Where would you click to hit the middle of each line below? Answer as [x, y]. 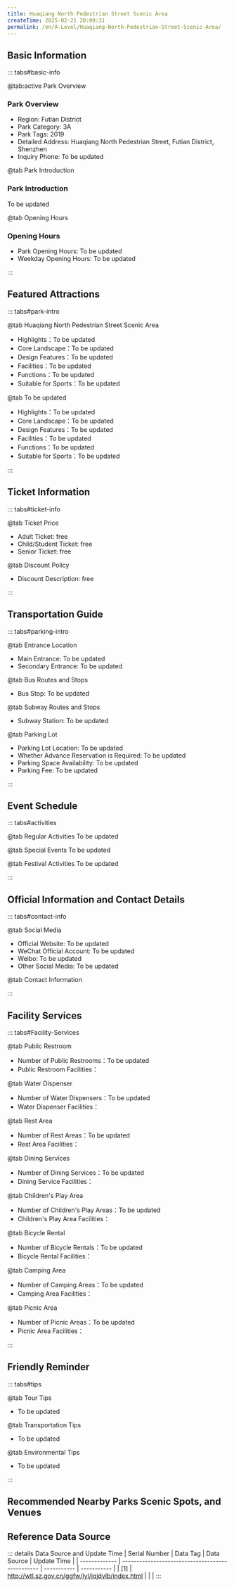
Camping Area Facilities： [55, 1293]
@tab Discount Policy [38, 565]
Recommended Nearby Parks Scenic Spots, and [114, 1502]
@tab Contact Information [45, 980]
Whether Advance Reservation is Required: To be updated [102, 755]
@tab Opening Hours [38, 217]
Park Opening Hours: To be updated [70, 251]
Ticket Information [49, 492]
